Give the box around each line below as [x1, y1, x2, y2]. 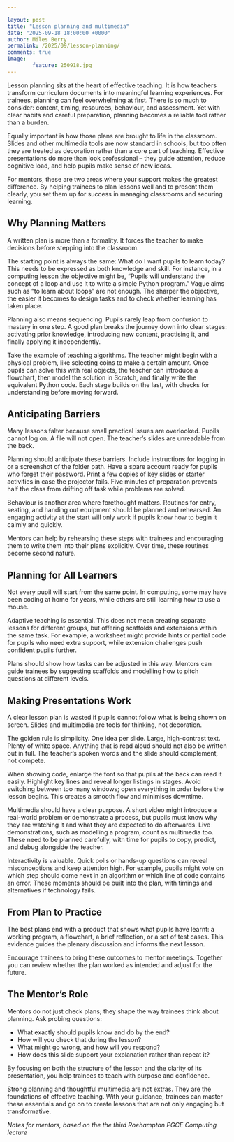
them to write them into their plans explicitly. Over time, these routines [7, 542, 210, 550]
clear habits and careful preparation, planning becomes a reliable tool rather [7, 110, 226, 119]
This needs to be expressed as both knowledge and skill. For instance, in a [7, 264, 222, 273]
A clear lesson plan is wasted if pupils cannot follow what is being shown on [7, 714, 226, 721]
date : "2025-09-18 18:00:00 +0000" [7, 29, 111, 36]
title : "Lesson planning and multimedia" [7, 22, 130, 30]
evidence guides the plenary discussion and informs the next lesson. [7, 939, 205, 948]
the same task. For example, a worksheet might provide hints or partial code [7, 631, 226, 639]
